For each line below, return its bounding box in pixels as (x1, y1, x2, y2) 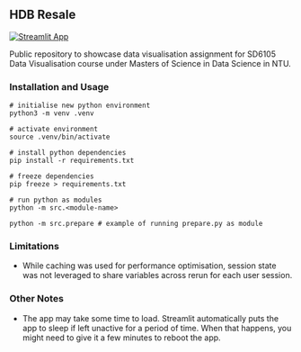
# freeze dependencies (9, 172, 94, 181)
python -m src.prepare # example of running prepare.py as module (9, 220, 263, 229)
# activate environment (9, 125, 99, 134)
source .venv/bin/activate (9, 132, 111, 142)
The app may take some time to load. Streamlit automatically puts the (22, 312, 279, 323)
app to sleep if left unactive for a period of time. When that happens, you (22, 322, 292, 333)
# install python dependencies (9, 149, 127, 158)
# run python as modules (9, 195, 102, 205)
